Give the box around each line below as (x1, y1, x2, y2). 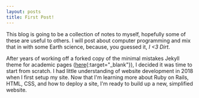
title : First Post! (6, 14, 55, 20)
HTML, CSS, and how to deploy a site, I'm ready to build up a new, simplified (6, 80, 193, 87)
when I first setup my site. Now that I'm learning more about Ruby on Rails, (6, 74, 189, 81)
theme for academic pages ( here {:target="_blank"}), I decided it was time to (6, 61, 192, 68)
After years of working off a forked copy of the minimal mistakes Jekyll (6, 55, 180, 62)
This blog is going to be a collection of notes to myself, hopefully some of (6, 30, 186, 37)
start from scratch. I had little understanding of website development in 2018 (6, 67, 194, 74)
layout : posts (6, 8, 42, 15)
